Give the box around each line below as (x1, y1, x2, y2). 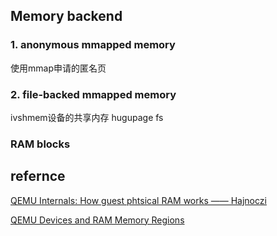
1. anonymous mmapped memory (10, 38, 176, 52)
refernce (10, 168, 66, 185)
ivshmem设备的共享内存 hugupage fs (10, 111, 164, 123)
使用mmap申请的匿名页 (10, 62, 107, 74)
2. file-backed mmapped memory (10, 87, 177, 101)
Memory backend (10, 8, 123, 25)
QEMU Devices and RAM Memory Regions (10, 214, 185, 226)
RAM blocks (10, 137, 71, 151)
